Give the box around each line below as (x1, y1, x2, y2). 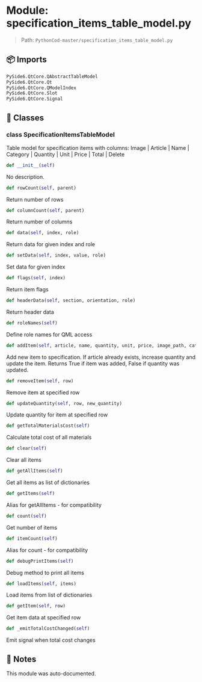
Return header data (6, 308, 54, 315)
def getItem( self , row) (6, 603, 66, 609)
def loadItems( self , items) (6, 580, 77, 587)
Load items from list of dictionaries (6, 591, 93, 599)
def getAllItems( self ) (6, 468, 63, 474)
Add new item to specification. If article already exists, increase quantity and (6, 353, 196, 361)
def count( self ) (6, 513, 47, 519)
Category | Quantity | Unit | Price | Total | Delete (6, 150, 125, 158)
